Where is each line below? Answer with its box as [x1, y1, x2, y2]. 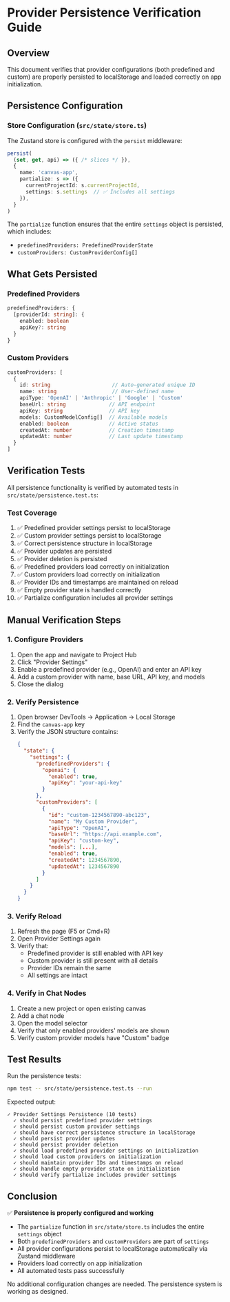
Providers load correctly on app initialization [17, 1259, 143, 1267]
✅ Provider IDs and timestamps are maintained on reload [17, 578, 178, 587]
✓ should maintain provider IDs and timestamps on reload [13, 1160, 184, 1167]
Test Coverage [7, 508, 57, 518]
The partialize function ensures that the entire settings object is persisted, [7, 220, 224, 229]
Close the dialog [17, 679, 64, 688]
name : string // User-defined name [19, 388, 174, 395]
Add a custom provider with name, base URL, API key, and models [17, 672, 205, 681]
